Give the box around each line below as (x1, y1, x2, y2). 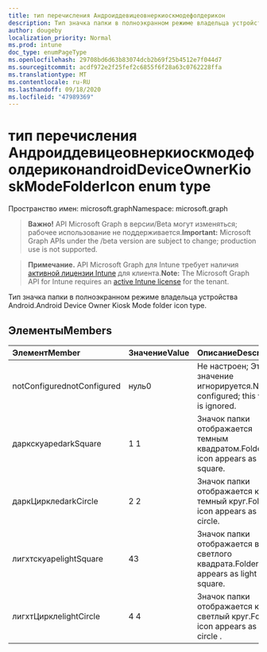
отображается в (197, 538, 260, 549)
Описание (197, 347, 238, 358)
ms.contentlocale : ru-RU (8, 78, 91, 86)
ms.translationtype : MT (8, 71, 87, 79)
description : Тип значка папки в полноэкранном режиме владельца (8, 19, 229, 27)
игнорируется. (197, 380, 253, 392)
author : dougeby (8, 26, 62, 34)
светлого (197, 549, 233, 559)
